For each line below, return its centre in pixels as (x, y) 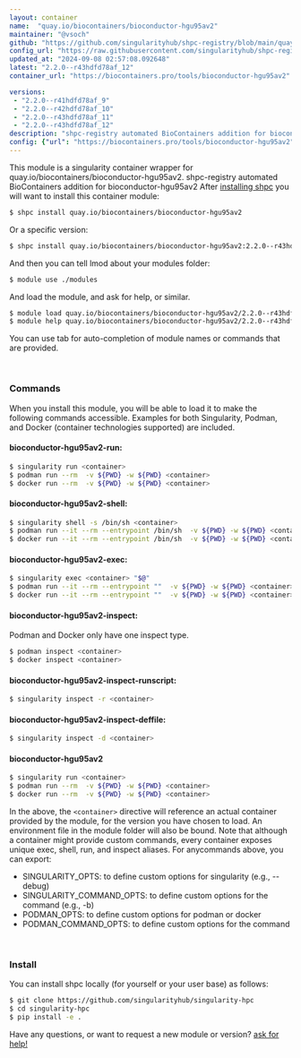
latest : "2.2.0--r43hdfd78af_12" (72, 68)
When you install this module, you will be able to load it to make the (133, 408)
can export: (30, 859)
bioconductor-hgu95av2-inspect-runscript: (93, 680)
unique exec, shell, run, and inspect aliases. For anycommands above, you (146, 849)
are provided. (34, 348)
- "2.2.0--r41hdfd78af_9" (61, 100)
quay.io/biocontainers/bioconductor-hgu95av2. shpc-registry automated (144, 176)
